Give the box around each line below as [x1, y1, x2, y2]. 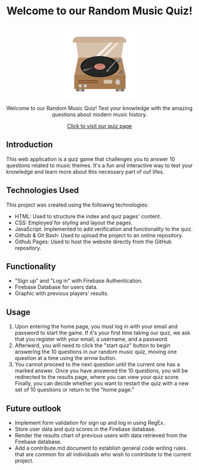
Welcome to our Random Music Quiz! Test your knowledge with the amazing [6, 104, 193, 111]
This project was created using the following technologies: [6, 201, 149, 208]
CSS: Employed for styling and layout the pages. [14, 219, 133, 226]
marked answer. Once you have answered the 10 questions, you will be [14, 367, 188, 374]
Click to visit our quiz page [67, 122, 132, 129]
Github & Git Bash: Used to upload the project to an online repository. [14, 231, 184, 239]
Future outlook [6, 403, 62, 413]
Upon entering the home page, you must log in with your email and [14, 323, 178, 330]
